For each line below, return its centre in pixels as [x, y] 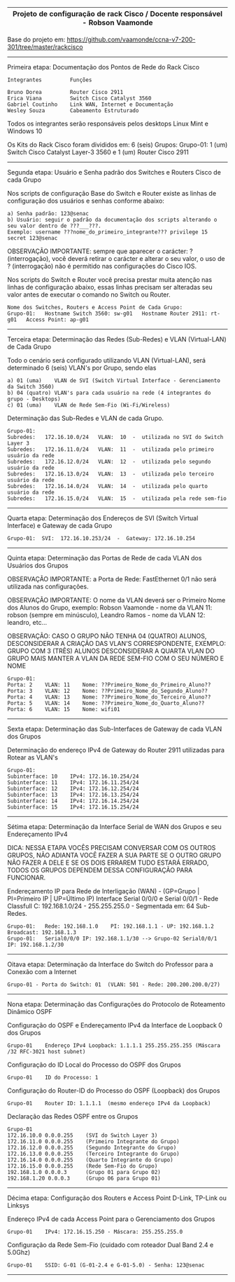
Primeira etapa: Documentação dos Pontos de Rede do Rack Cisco [104, 67]
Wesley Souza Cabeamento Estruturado [73, 111]
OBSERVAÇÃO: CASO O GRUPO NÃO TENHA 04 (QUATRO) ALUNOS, [107, 636]
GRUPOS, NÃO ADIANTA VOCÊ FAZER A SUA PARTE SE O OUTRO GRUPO [114, 855]
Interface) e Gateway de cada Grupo [60, 526]
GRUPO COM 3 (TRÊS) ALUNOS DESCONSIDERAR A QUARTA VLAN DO [111, 651]
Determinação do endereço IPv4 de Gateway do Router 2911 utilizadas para [116, 750]
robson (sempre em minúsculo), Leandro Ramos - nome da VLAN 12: [106, 615]
